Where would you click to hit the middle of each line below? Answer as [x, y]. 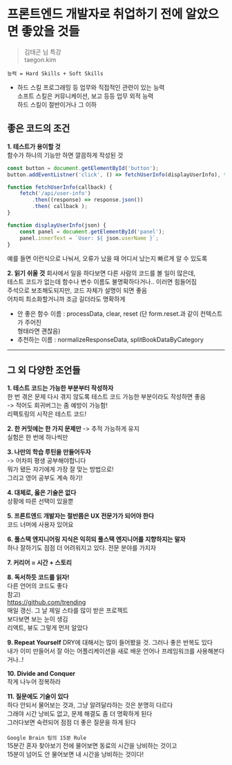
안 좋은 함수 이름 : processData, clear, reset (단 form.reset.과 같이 [108, 314]
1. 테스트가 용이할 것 [34, 147]
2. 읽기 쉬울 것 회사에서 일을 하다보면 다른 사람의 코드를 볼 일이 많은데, [101, 273]
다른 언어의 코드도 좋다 [38, 586]
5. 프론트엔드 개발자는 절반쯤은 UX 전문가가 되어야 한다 [80, 516]
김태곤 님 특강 [42, 52]
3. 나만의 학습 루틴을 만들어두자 [49, 452]
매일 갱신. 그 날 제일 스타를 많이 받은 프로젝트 [68, 611]
